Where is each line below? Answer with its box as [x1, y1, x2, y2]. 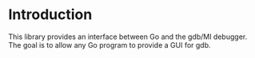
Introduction [8, 6, 93, 24]
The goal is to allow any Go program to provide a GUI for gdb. [8, 40, 211, 49]
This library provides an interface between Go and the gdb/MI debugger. [8, 32, 248, 41]
